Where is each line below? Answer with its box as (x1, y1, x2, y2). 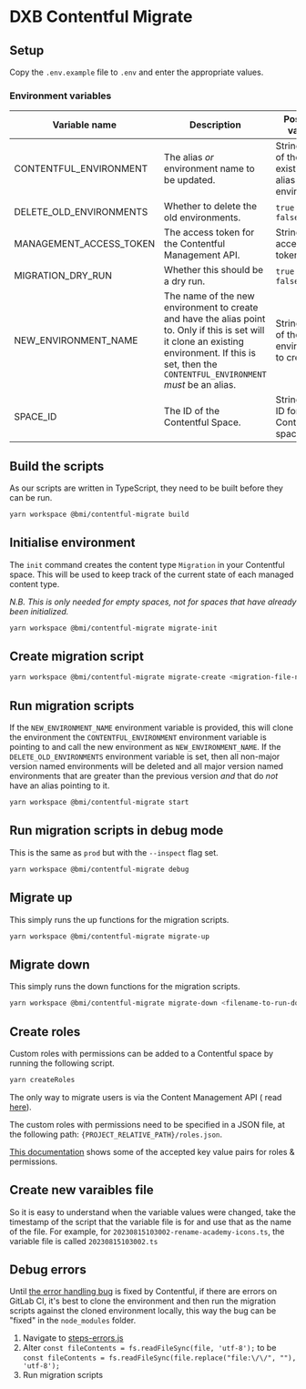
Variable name (52, 118, 117, 131)
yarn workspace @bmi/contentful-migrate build (9, 510, 189, 520)
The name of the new (163, 289, 255, 302)
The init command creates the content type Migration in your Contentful (9, 559, 285, 570)
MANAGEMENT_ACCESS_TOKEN (14, 238, 156, 250)
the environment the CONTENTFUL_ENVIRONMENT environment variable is (9, 732, 267, 743)
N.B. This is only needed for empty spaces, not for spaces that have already (9, 596, 297, 607)
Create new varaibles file (9, 1182, 154, 1198)
